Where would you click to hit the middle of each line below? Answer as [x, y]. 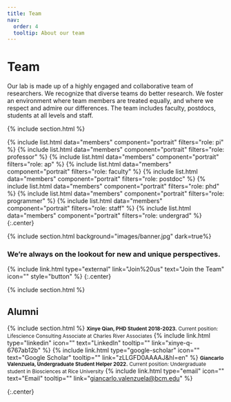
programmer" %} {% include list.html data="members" [85, 201]
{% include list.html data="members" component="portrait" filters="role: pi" [115, 142]
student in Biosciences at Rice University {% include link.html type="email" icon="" [116, 371]
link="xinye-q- [172, 343]
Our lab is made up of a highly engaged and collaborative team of [100, 86]
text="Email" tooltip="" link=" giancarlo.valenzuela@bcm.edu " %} [100, 379]
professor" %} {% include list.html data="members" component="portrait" [113, 157]
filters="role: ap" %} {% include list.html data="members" [89, 164]
